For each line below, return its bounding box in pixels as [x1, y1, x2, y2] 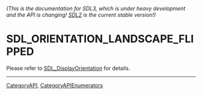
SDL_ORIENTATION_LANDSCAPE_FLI [6, 32, 194, 45]
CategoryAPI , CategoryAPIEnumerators [6, 81, 103, 89]
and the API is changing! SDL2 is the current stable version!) [6, 11, 156, 18]
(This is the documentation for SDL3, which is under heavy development [6, 5, 186, 12]
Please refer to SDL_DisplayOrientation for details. [6, 65, 130, 72]
